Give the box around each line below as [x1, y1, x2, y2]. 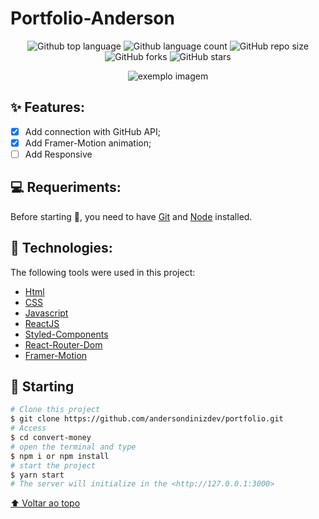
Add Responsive [24, 148, 93, 160]
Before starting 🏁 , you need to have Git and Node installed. [10, 210, 253, 222]
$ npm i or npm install [10, 451, 110, 461]
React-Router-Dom [24, 338, 103, 351]
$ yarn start [10, 470, 65, 480]
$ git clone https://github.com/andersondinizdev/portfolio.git [10, 414, 284, 424]
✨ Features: [10, 99, 85, 116]
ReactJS [24, 317, 60, 329]
